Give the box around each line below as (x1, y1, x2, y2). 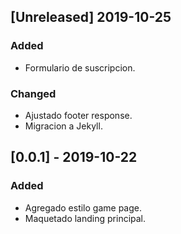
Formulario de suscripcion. (24, 61, 136, 74)
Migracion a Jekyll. (24, 120, 103, 132)
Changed (10, 86, 57, 100)
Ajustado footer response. (24, 109, 133, 121)
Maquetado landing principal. (24, 212, 147, 224)
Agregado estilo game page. (24, 201, 143, 214)
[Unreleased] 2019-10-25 (10, 9, 172, 26)
